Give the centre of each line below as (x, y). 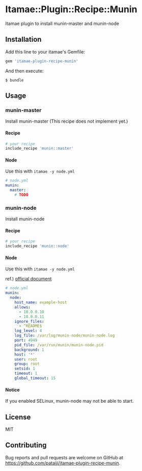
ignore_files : (29, 321)
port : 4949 (26, 340)
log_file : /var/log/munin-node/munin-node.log (65, 336)
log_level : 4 (28, 331)
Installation (23, 39)
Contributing (26, 445)
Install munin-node (25, 219)
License (18, 417)
